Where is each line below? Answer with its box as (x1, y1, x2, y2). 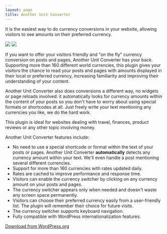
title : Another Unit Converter (5, 12, 71, 17)
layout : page (5, 7, 33, 13)
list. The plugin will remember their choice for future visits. (12, 202, 134, 209)
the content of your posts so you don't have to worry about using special (5, 99, 156, 105)
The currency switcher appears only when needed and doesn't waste (12, 187, 157, 193)
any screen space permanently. (12, 192, 78, 198)
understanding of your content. (5, 78, 70, 84)
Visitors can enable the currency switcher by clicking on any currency (12, 176, 157, 182)
